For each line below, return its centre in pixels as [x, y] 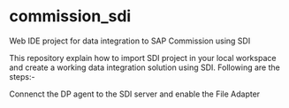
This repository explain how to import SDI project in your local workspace [143, 58]
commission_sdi [70, 16]
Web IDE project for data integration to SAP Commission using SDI [130, 41]
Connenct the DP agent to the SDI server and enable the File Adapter [135, 94]
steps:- [22, 76]
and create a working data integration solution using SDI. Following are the [144, 67]
